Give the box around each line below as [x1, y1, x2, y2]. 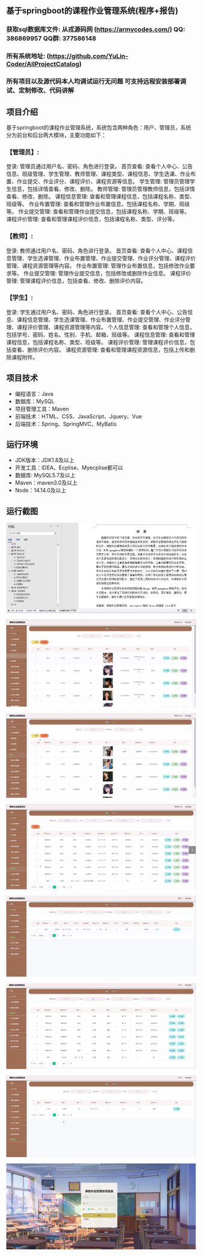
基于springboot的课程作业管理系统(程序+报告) [6, 5, 179, 16]
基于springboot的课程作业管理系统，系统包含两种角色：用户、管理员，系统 [6, 124, 191, 131]
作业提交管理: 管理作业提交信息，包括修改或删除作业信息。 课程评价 [23, 269, 191, 277]
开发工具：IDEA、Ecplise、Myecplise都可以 [14, 464, 123, 471]
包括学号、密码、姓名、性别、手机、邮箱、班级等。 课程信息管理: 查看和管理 [6, 331, 195, 338]
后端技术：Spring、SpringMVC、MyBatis [14, 420, 117, 427]
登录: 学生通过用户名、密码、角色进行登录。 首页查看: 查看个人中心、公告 [6, 308, 188, 315]
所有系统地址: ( [6, 52, 49, 60]
